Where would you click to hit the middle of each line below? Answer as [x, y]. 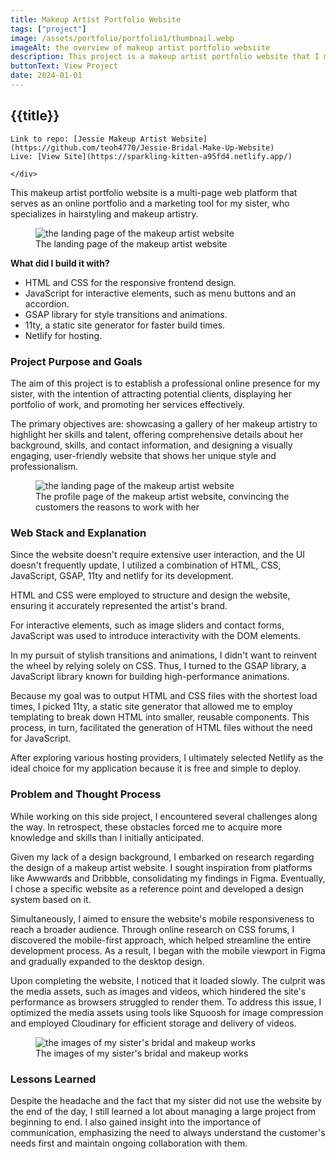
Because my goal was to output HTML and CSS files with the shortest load [164, 696]
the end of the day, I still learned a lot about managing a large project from [163, 1111]
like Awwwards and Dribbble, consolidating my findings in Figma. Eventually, [168, 878]
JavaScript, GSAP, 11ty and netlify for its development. [122, 576]
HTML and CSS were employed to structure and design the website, [150, 595]
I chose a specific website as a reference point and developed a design [157, 888]
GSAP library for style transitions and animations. [126, 314]
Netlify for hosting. [63, 335]
